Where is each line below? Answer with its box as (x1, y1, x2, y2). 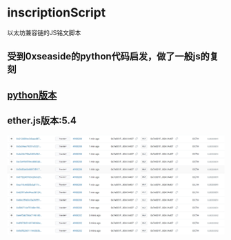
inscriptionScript (7, 5, 106, 21)
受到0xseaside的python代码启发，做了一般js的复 (7, 50, 219, 63)
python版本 (7, 89, 57, 101)
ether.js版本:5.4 (7, 115, 77, 127)
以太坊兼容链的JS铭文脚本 (7, 28, 81, 37)
